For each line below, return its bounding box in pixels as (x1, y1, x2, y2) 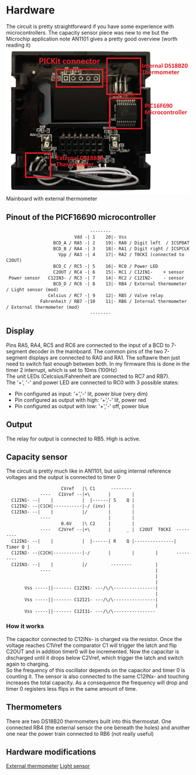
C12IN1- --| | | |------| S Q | (11, 498, 135, 504)
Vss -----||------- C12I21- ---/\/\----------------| (24, 597, 159, 603)
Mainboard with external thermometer (6, 195, 98, 202)
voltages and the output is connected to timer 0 (6, 474, 121, 481)
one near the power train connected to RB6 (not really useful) (6, 730, 154, 737)
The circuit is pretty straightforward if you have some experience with (6, 23, 174, 30)
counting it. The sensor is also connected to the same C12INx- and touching (6, 673, 189, 680)
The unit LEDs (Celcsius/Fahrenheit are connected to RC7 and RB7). (6, 373, 170, 380)
